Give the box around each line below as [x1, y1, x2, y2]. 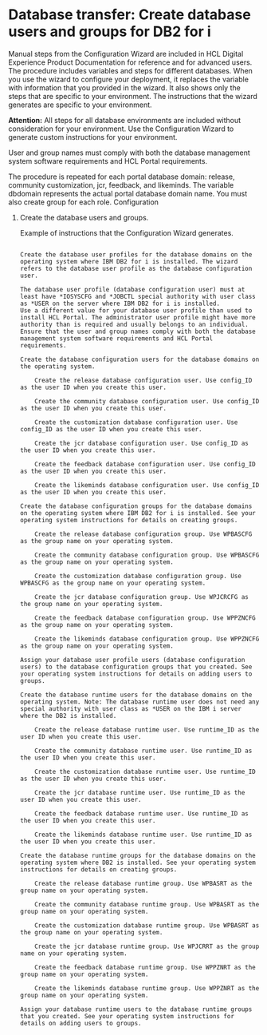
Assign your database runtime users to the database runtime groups [19, 1005, 253, 1013]
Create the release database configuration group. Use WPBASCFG [34, 529, 253, 538]
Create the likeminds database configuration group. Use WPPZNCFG [34, 635, 260, 643]
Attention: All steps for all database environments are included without [8, 115, 241, 125]
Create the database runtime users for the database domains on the [19, 691, 253, 699]
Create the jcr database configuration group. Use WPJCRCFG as [34, 593, 249, 601]
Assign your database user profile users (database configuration [19, 656, 245, 664]
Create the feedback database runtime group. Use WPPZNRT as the [34, 963, 257, 971]
